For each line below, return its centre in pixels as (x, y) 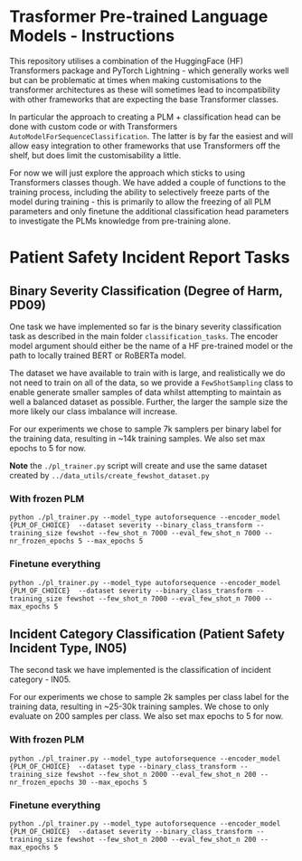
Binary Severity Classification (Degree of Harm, (146, 291)
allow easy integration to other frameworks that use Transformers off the (145, 146)
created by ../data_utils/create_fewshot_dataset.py (109, 475)
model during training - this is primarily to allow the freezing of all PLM (140, 202)
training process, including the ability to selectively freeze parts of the (139, 192)
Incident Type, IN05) (68, 648)
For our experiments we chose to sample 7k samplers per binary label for (146, 429)
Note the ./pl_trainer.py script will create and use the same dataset (138, 465)
